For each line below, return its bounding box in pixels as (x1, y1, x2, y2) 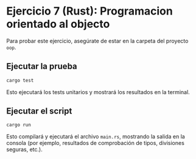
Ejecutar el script (6, 106, 72, 117)
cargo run (6, 122, 32, 128)
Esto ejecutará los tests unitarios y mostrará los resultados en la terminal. (6, 88, 190, 95)
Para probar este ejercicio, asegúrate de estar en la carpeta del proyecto (6, 37, 189, 44)
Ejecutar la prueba (6, 61, 77, 72)
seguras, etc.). (6, 146, 43, 153)
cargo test (6, 77, 34, 83)
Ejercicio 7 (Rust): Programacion (6, 4, 173, 18)
